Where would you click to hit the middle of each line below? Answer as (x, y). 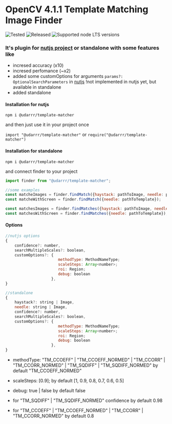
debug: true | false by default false (49, 391)
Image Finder (34, 20)
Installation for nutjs (27, 104)
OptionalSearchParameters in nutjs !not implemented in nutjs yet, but (84, 82)
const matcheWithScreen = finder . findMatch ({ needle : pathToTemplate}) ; (83, 199)
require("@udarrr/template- (117, 135)
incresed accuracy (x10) (38, 66)
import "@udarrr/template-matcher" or (46, 135)
